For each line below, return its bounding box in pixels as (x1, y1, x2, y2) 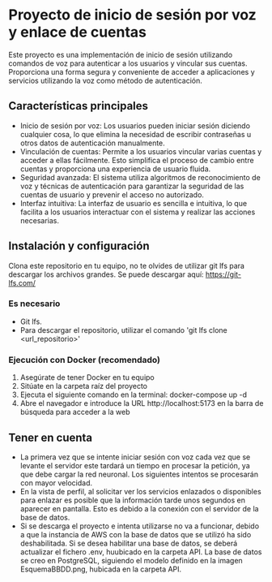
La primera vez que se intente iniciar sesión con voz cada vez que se (19, 452, 251, 462)
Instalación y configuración (8, 239, 150, 253)
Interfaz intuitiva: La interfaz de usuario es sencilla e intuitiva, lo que (19, 198, 248, 208)
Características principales (8, 99, 148, 113)
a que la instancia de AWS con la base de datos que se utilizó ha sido (19, 529, 252, 539)
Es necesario (8, 298, 61, 309)
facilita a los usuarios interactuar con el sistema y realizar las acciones (19, 207, 256, 217)
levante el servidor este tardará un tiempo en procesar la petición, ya (19, 460, 251, 470)
